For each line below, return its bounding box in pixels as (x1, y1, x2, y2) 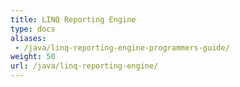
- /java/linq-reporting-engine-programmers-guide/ (14, 42, 230, 53)
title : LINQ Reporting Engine (10, 14, 137, 25)
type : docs (10, 24, 56, 34)
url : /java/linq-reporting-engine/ (10, 61, 159, 71)
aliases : (10, 33, 47, 43)
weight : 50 (10, 52, 56, 62)
